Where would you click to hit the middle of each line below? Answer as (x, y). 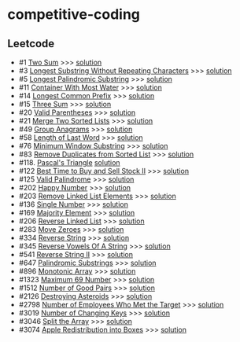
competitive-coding (74, 15)
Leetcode (31, 44)
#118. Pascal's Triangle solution (69, 162)
